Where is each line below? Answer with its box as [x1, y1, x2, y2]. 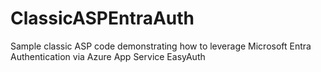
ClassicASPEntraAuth [10, 7, 195, 30]
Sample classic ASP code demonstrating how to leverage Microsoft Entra [10, 40, 312, 52]
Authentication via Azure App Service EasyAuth [10, 50, 206, 62]
